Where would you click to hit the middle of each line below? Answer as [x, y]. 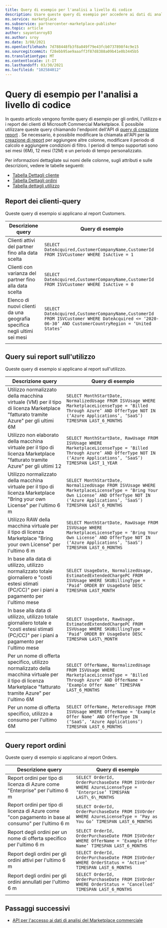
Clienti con [20, 267]
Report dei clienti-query [43, 201]
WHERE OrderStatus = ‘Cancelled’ [116, 884]
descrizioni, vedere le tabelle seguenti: [45, 165]
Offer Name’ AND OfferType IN [102, 717]
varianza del [22, 273]
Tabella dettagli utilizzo [36, 186]
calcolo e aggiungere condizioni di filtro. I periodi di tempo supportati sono [82, 145]
